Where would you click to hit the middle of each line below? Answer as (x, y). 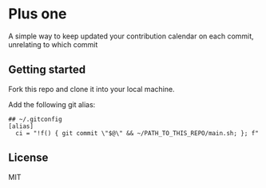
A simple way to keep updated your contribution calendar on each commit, (131, 36)
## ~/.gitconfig (35, 119)
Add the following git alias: (52, 104)
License (28, 158)
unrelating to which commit (53, 44)
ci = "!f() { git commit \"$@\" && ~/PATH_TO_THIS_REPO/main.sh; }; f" (137, 133)
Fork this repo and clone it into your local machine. (91, 89)
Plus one (38, 14)
